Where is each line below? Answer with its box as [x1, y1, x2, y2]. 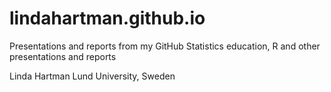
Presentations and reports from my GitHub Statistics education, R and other [9, 40, 321, 52]
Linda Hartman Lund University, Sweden [9, 70, 176, 82]
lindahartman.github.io [9, 7, 206, 30]
